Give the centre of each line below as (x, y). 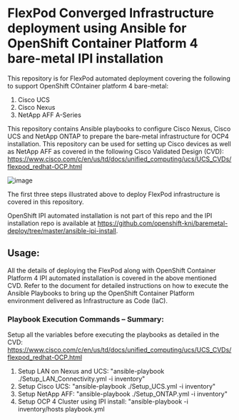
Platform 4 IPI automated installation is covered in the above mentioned (112, 278)
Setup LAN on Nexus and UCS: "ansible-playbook (91, 372)
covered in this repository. (46, 202)
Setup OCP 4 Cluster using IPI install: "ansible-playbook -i (103, 401)
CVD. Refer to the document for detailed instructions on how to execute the (118, 285)
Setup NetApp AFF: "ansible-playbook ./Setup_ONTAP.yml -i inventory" (123, 394)
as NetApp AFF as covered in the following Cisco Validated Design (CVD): (116, 151)
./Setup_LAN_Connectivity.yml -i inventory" (81, 379)
